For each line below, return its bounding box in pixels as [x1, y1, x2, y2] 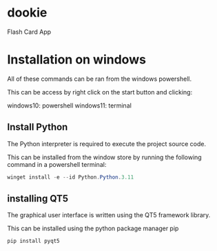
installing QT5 [7, 192, 69, 204]
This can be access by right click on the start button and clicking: [7, 88, 193, 96]
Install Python [7, 121, 68, 133]
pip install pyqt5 [7, 238, 60, 245]
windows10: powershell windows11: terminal [7, 101, 132, 110]
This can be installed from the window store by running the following [7, 153, 202, 161]
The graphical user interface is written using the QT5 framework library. [7, 211, 211, 219]
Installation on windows [7, 52, 147, 68]
